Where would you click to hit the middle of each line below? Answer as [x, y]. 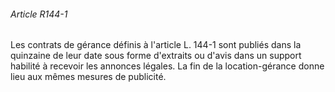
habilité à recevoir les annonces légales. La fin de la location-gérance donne [167, 66]
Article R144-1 [39, 14]
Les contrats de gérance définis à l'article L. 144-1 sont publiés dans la [156, 45]
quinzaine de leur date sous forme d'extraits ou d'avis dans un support [156, 56]
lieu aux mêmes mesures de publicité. [88, 77]
